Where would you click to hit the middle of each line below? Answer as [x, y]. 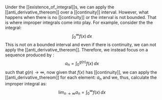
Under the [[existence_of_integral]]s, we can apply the [60, 7]
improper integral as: [26, 83]
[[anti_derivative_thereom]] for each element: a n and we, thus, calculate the [81, 78]
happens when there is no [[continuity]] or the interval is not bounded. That [81, 17]
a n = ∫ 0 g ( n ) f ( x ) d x [82, 64]
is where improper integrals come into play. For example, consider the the [79, 22]
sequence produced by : [30, 55]
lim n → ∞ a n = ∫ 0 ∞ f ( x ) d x [82, 92]
